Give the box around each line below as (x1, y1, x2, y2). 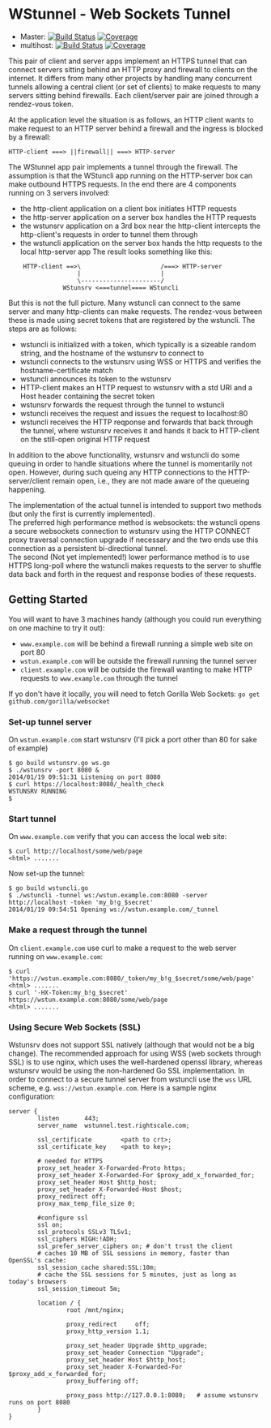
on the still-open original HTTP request (19, 434, 150, 444)
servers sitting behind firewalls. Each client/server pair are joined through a (8, 90, 259, 100)
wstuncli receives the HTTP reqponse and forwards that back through (19, 417, 253, 427)
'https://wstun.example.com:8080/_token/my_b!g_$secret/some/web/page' (8, 974, 255, 983)
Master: (19, 32, 46, 41)
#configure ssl (37, 1214, 89, 1222)
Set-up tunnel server (8, 716, 92, 727)
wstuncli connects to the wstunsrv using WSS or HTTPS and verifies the (19, 356, 261, 366)
